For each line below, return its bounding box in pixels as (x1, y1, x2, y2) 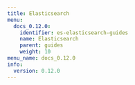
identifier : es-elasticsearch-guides (19, 29, 129, 36)
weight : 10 (19, 49, 51, 56)
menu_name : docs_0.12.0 (7, 55, 76, 62)
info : (7, 61, 23, 68)
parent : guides (19, 42, 64, 49)
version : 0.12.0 (13, 67, 60, 74)
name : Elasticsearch (19, 36, 79, 42)
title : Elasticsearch (7, 10, 70, 17)
